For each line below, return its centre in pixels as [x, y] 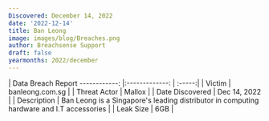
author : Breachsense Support [57, 46]
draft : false [30, 53]
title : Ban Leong [37, 30]
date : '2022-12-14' [41, 23]
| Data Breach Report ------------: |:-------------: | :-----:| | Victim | [120, 83]
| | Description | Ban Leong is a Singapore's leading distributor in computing [134, 100]
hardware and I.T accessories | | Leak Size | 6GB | [91, 108]
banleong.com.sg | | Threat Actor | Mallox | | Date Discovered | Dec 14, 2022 [135, 91]
